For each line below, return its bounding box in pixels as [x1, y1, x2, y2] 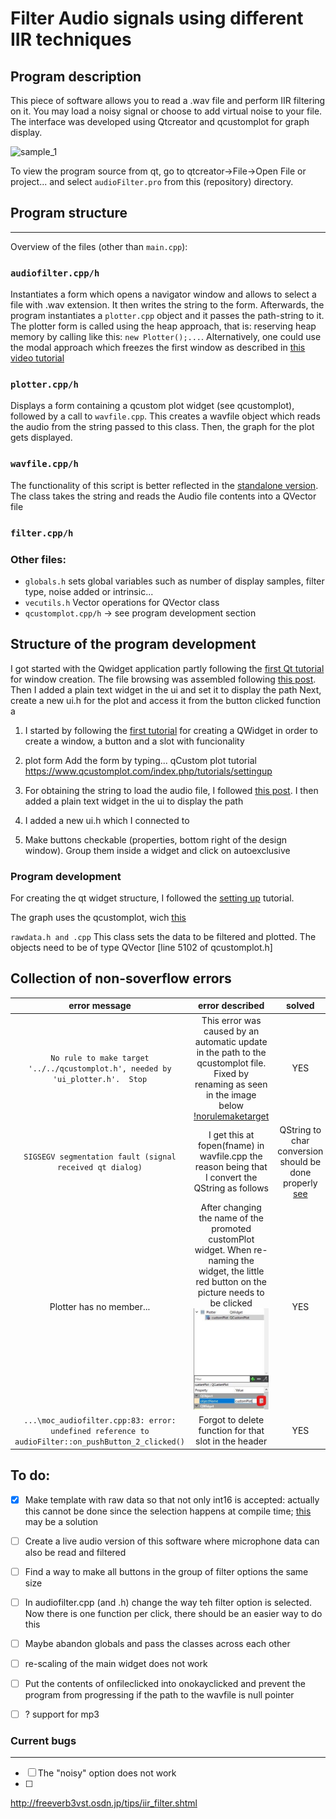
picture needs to [197, 1287, 265, 1299]
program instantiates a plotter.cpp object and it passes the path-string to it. [10, 310, 325, 322]
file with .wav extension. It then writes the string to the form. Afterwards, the [10, 299, 325, 311]
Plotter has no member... [49, 1301, 151, 1313]
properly [283, 1177, 318, 1189]
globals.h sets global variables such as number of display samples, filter [24, 575, 325, 587]
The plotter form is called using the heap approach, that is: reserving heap [10, 320, 317, 332]
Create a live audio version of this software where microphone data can [24, 1535, 320, 1547]
